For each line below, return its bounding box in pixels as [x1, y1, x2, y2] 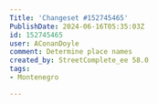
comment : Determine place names [9, 47, 132, 57]
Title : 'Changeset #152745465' [9, 13, 129, 23]
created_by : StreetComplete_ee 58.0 [9, 56, 149, 65]
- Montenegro [9, 73, 59, 82]
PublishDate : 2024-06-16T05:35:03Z [9, 22, 145, 31]
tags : [9, 65, 30, 74]
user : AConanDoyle [9, 38, 79, 48]
